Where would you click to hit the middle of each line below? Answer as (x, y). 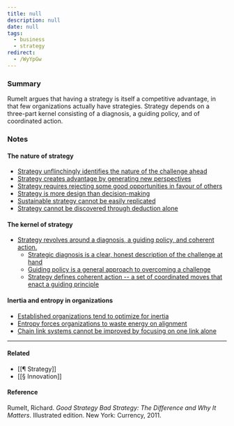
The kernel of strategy (40, 224)
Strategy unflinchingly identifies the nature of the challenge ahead (112, 171)
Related (18, 353)
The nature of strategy (41, 156)
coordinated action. (35, 121)
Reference (23, 392)
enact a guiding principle (63, 284)
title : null (24, 14)
